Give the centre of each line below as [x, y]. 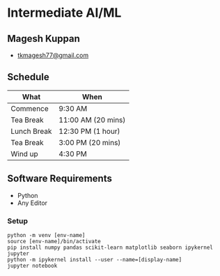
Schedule [29, 77]
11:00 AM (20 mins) [92, 120]
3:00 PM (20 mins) [90, 142]
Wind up [24, 153]
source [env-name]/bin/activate [54, 241]
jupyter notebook [32, 266]
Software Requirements [60, 179]
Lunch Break [31, 131]
